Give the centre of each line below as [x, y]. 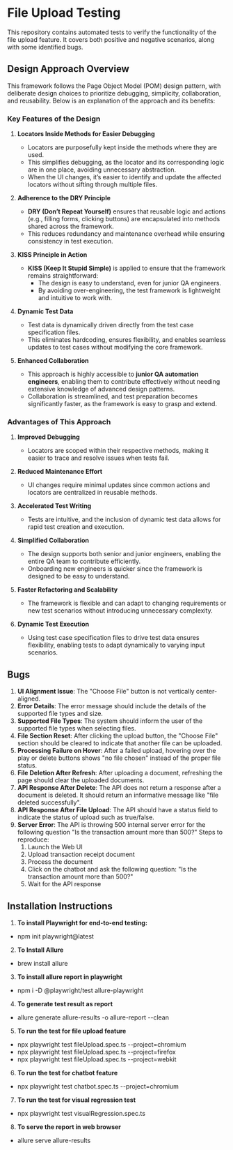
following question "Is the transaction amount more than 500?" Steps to [120, 832]
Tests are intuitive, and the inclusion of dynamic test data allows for [124, 520]
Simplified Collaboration [53, 540]
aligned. [29, 699]
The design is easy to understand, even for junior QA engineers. [129, 283]
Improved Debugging [48, 437]
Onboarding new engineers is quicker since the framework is [115, 569]
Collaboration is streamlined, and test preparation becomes [113, 396]
